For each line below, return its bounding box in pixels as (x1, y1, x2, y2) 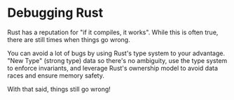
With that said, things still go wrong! (7, 85, 111, 93)
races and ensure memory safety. (7, 71, 105, 80)
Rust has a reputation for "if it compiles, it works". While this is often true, (7, 28, 219, 36)
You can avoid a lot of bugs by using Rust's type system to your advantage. (7, 49, 226, 57)
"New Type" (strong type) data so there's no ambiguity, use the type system (7, 56, 228, 64)
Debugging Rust (7, 5, 104, 21)
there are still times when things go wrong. (7, 35, 131, 43)
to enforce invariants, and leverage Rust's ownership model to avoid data (7, 64, 219, 72)
